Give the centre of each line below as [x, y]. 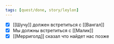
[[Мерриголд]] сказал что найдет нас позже [61, 36]
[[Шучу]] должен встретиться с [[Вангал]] [59, 25]
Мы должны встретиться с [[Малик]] [53, 30]
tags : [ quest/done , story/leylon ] [42, 10]
